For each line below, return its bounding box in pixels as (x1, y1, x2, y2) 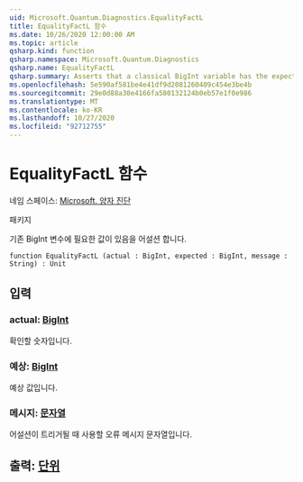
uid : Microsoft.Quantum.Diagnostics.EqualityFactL (9, 13, 204, 23)
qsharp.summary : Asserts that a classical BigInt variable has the (9, 72, 269, 81)
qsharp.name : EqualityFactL (9, 64, 115, 73)
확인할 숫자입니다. (9, 335, 73, 346)
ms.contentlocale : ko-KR (9, 105, 103, 114)
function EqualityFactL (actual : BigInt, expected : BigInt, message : (9, 251, 289, 260)
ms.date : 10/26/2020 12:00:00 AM (9, 30, 135, 39)
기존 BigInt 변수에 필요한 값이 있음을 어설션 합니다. (9, 233, 188, 244)
